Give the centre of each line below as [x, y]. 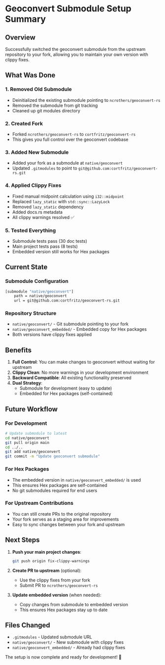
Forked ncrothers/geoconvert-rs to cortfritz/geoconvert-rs [74, 134]
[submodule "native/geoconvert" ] [39, 291]
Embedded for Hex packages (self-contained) [66, 394]
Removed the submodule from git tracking [55, 105]
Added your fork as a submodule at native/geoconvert [67, 163]
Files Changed [28, 625]
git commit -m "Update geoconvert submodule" [52, 456]
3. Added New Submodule [37, 152]
